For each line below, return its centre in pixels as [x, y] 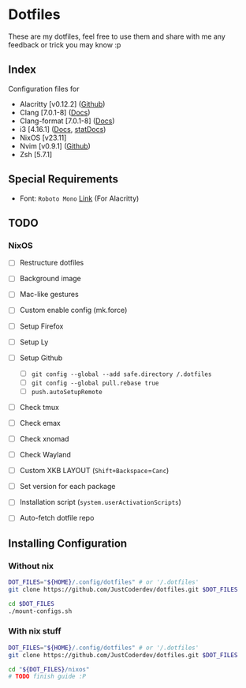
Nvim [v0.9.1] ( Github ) [55, 146]
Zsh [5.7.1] [36, 154]
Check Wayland [45, 455]
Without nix [31, 566]
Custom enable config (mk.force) [73, 310]
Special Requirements [63, 179]
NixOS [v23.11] [43, 137]
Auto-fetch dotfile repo [57, 518]
